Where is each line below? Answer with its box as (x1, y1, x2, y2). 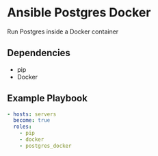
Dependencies (7, 47, 70, 59)
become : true (13, 117, 51, 124)
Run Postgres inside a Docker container (7, 27, 119, 36)
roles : (13, 123, 32, 131)
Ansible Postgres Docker (7, 5, 151, 21)
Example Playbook (7, 92, 88, 104)
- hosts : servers (7, 111, 57, 118)
